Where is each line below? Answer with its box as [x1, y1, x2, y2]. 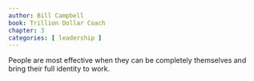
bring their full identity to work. [8, 64, 111, 74]
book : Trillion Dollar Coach [8, 19, 106, 27]
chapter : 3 [8, 26, 45, 34]
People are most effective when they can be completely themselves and [8, 56, 247, 65]
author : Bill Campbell [8, 11, 84, 20]
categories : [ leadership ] [8, 33, 103, 42]
